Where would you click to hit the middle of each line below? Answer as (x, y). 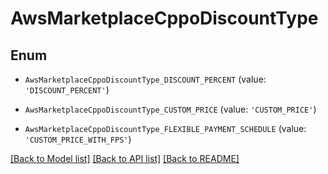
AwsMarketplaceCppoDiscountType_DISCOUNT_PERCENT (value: (145, 79)
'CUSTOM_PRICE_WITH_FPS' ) (78, 139)
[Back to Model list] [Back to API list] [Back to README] (125, 158)
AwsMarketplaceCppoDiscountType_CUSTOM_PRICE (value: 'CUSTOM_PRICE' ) (170, 109)
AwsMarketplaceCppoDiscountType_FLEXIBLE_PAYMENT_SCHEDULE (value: (165, 128)
